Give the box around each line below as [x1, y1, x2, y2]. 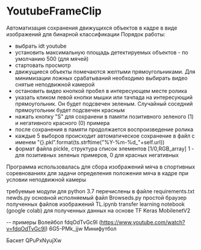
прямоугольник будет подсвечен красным [14, 106, 125, 114]
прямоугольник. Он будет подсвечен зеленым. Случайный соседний [14, 100, 193, 107]
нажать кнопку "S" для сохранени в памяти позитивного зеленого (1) [14, 113, 194, 120]
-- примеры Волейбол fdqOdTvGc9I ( [6, 219, 101, 226]
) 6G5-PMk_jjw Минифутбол [45, 225, 117, 232]
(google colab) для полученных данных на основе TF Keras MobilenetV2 [6, 207, 191, 214]
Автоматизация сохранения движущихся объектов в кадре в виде [6, 24, 178, 31]
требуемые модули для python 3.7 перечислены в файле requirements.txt [6, 187, 195, 194]
